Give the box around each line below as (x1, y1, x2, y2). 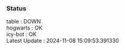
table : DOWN (6, 18, 41, 25)
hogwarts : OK (6, 24, 43, 31)
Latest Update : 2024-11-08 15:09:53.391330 (6, 37, 119, 45)
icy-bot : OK (6, 31, 37, 38)
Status (6, 4, 26, 13)
